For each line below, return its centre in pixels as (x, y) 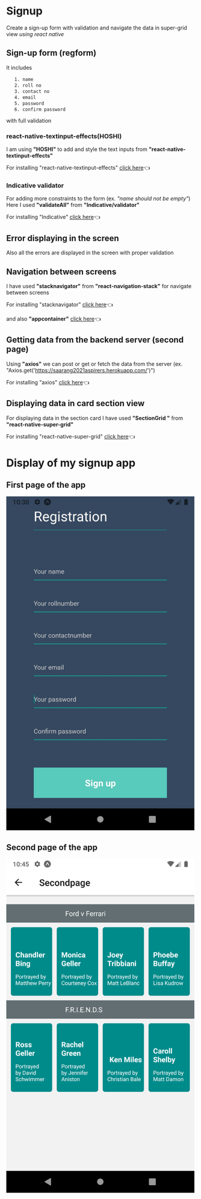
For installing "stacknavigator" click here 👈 (60, 304)
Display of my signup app (71, 463)
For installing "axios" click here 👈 (48, 382)
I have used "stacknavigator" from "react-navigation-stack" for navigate (99, 286)
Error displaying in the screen (63, 238)
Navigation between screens (61, 272)
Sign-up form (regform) (51, 53)
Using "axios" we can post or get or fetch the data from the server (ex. (94, 364)
